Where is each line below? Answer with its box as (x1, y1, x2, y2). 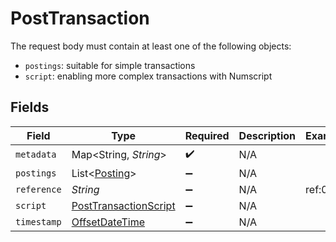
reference (15, 183, 62, 195)
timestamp (15, 216, 62, 227)
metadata (15, 149, 57, 161)
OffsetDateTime (71, 215, 146, 229)
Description (238, 128, 297, 142)
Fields (10, 99, 50, 116)
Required (184, 128, 230, 142)
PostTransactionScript (71, 198, 176, 212)
